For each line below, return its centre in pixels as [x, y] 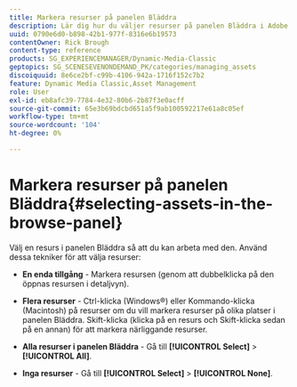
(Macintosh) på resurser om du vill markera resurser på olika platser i [148, 310]
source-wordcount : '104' [55, 125]
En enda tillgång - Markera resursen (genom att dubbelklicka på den [148, 274]
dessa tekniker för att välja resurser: [75, 257]
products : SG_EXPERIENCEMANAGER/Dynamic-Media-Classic [113, 59]
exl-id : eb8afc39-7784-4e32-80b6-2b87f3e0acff [97, 100]
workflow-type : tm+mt [49, 117]
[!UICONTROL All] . [56, 356]
